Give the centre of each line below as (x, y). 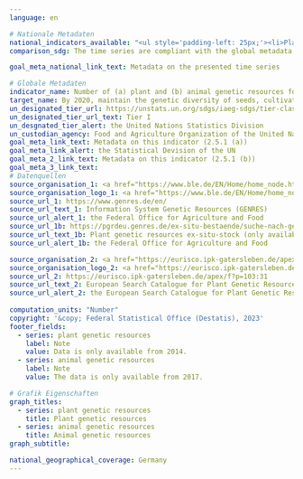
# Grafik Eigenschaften (54, 393)
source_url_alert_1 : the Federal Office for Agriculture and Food (137, 218)
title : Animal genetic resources (88, 436)
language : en (34, 18)
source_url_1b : (38, 227)
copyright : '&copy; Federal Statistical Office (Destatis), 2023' (137, 318)
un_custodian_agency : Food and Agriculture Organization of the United (147, 134)
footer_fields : (38, 326)
